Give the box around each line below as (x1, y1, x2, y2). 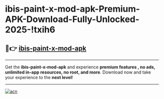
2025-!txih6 (5, 24, 55, 35)
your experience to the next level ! (5, 75, 73, 80)
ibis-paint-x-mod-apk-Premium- (5, 3, 140, 15)
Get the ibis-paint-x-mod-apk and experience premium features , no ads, (5, 64, 155, 70)
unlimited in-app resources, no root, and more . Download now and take (5, 69, 151, 75)
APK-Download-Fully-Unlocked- (5, 14, 140, 25)
